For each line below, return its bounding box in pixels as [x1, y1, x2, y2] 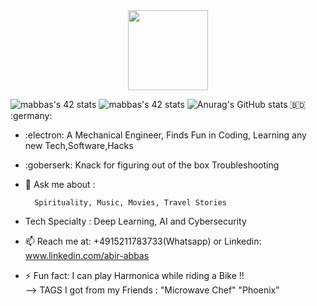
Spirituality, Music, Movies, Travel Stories [34, 198, 227, 208]
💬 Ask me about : [24, 179, 96, 190]
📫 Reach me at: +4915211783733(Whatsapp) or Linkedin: [24, 235, 262, 247]
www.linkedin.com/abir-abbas [24, 250, 150, 261]
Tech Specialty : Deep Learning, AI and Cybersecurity [24, 215, 247, 227]
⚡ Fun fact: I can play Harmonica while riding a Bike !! [24, 270, 245, 281]
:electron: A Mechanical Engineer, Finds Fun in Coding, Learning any [24, 129, 307, 141]
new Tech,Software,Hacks [24, 140, 134, 151]
